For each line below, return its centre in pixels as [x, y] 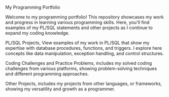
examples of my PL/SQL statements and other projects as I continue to [79, 28]
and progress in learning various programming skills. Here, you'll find [77, 22]
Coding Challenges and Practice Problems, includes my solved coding [79, 63]
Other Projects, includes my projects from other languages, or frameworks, [84, 83]
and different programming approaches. [47, 74]
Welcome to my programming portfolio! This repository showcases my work [84, 17]
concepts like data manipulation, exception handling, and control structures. [84, 53]
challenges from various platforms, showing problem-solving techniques [81, 68]
